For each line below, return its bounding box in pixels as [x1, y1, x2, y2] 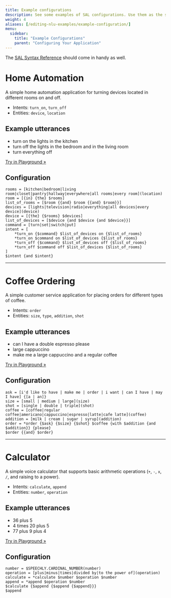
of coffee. [5, 297, 26, 304]
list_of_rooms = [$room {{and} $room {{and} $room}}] [5, 200, 122, 205]
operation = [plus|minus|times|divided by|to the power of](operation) [5, 571, 160, 576]
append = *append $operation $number [5, 579, 85, 585]
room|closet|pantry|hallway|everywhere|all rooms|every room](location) [5, 191, 163, 196]
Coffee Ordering [5, 275, 75, 287]
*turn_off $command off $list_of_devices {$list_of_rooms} [14, 245, 142, 250]
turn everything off [12, 148, 52, 155]
